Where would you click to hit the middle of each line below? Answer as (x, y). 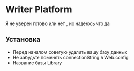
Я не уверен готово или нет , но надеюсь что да (58, 23)
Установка (23, 40)
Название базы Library (37, 63)
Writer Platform (39, 9)
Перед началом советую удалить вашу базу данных (70, 52)
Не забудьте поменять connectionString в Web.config (71, 57)
